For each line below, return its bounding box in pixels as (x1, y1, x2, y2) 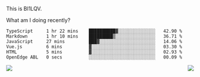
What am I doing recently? (6, 17, 71, 23)
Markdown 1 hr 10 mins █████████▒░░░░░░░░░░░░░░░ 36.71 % (6, 33, 183, 39)
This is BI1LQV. (6, 5, 42, 12)
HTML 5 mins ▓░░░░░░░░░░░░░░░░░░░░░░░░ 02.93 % (6, 49, 183, 55)
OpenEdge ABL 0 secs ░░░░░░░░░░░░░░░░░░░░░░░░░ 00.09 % (6, 54, 183, 60)
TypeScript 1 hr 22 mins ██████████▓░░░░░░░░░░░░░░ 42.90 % (6, 28, 183, 34)
